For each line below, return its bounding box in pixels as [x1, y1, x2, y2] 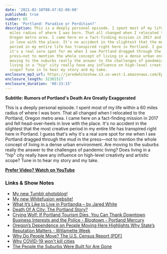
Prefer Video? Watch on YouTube [5, 167, 75, 173]
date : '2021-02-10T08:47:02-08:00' [5, 7, 79, 12]
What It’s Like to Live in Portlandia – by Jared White [12, 201, 118, 207]
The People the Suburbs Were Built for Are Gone [12, 243, 112, 249]
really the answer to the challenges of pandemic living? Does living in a [5, 147, 151, 153]
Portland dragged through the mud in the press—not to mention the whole [5, 136, 157, 142]
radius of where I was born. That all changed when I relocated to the [5, 110, 145, 116]
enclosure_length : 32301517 [5, 77, 64, 82]
